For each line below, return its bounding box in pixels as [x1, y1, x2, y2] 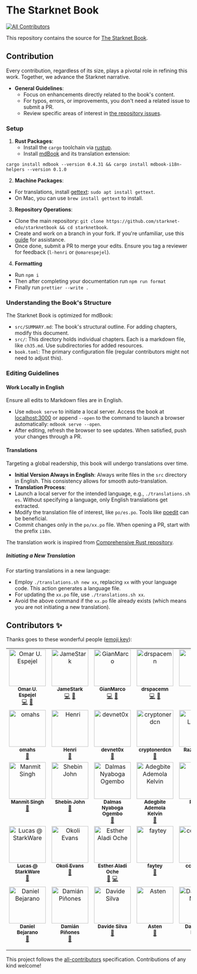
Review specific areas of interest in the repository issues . [23, 109, 162, 116]
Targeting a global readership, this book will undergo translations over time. [6, 460, 189, 467]
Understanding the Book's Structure [6, 298, 111, 306]
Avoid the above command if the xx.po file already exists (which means [14, 597, 186, 604]
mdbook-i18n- [150, 162, 182, 168]
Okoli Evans [55, 862, 84, 869]
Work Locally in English [6, 383, 64, 391]
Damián [60, 923, 79, 930]
